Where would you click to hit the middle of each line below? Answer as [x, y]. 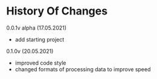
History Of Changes [57, 11]
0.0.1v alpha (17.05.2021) [37, 28]
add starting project [40, 39]
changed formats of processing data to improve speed [83, 69]
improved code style [40, 63]
